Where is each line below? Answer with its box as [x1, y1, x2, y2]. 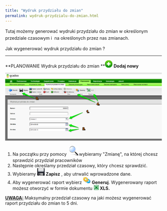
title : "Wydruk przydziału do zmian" [5, 8, 83, 13]
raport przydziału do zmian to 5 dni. [5, 200, 79, 206]
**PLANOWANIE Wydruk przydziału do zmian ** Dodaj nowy [5, 63, 139, 69]
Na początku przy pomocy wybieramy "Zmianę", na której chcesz [12, 151, 158, 157]
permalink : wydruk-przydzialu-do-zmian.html [5, 13, 99, 18]
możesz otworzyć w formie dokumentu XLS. [12, 185, 110, 191]
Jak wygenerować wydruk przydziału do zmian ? [5, 46, 105, 52]
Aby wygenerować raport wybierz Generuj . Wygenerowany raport [12, 179, 157, 186]
